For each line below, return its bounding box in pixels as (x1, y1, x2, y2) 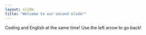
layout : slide (5, 7, 34, 12)
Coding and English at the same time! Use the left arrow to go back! (5, 24, 142, 30)
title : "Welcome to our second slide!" (5, 12, 87, 16)
